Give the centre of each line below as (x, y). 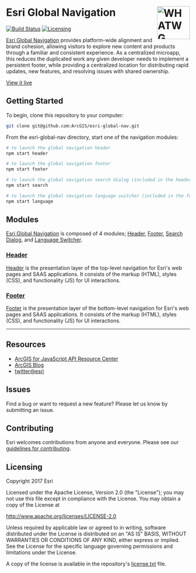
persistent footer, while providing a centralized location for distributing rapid (97, 65)
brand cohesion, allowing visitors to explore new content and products (91, 46)
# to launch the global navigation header (58, 148)
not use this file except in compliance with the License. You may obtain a (93, 499)
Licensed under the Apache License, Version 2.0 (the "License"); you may (95, 493)
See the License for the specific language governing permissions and (90, 546)
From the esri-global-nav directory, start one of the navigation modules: (92, 137)
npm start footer (27, 169)
